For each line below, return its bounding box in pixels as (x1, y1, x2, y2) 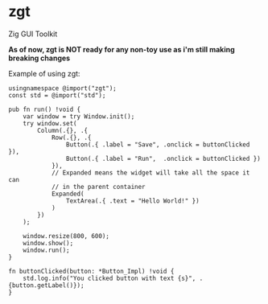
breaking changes (8, 53, 71, 63)
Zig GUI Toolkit (8, 29, 58, 39)
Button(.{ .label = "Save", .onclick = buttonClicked (65, 140, 250, 149)
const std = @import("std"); (8, 91, 106, 99)
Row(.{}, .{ (51, 134, 92, 142)
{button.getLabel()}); (8, 281, 85, 290)
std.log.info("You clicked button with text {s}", (23, 274, 196, 282)
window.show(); (23, 239, 74, 247)
